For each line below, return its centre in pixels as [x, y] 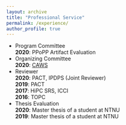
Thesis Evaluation [37, 104]
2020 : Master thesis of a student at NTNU [68, 110]
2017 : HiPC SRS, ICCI [42, 91]
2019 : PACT [30, 85]
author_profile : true [33, 29]
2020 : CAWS [31, 65]
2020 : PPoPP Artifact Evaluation [55, 53]
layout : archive [27, 12]
